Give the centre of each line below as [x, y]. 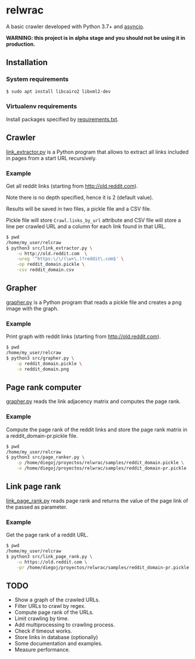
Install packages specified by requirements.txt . [62, 119]
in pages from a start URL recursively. [52, 158]
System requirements [37, 79]
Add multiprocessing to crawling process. [65, 625]
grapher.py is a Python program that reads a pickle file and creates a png [94, 302]
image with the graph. [32, 308]
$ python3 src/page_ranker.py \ [45, 457]
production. [21, 44]
